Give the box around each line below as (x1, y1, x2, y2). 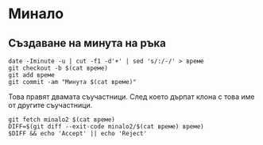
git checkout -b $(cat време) (8, 64, 109, 72)
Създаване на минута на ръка (8, 36, 167, 50)
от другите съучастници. (8, 101, 93, 109)
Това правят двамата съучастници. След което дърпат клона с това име (8, 92, 255, 101)
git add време (8, 71, 56, 79)
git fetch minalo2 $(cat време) (8, 116, 115, 124)
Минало (8, 5, 64, 23)
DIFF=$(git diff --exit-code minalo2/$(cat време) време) (8, 123, 204, 131)
